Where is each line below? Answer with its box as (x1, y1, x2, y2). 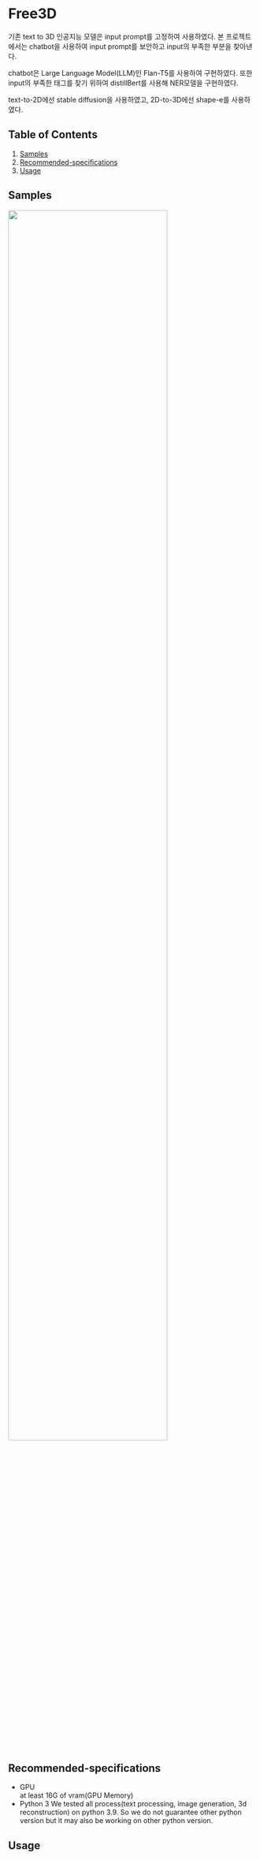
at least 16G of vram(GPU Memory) (19, 1791, 134, 1800)
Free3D (8, 5, 58, 23)
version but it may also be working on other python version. (19, 1816, 214, 1825)
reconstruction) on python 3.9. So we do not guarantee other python (19, 1807, 242, 1817)
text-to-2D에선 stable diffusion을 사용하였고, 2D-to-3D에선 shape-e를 (8, 95, 230, 104)
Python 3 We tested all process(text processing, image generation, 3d (19, 1799, 247, 1809)
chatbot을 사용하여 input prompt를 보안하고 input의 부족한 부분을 (28, 41, 232, 51)
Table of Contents (8, 128, 98, 142)
